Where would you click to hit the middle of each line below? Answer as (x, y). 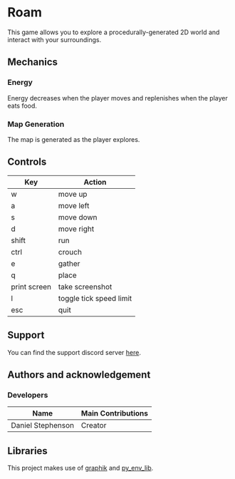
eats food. (22, 105)
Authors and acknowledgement (79, 375)
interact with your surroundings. (54, 39)
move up (73, 194)
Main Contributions (114, 413)
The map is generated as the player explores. (74, 139)
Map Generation (36, 124)
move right (76, 229)
